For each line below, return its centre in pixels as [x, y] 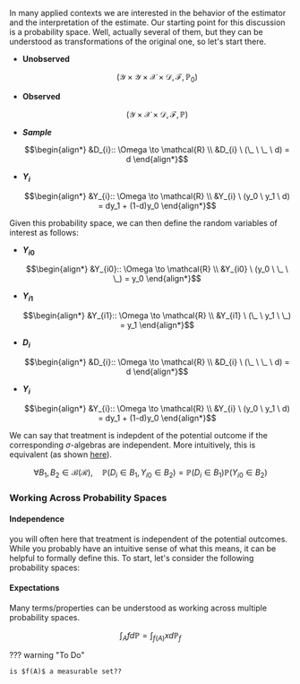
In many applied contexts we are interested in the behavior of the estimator [148, 13]
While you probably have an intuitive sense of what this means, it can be [143, 548]
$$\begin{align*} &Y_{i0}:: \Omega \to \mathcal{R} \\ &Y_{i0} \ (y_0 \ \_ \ [157, 269]
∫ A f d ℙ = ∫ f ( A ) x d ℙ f [150, 636]
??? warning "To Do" [47, 654]
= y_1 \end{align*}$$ [157, 325]
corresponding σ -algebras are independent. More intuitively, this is [133, 445]
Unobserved [46, 59]
